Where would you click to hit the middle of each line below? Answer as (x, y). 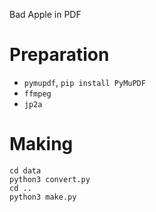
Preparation (59, 55)
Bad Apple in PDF (45, 14)
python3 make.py (43, 197)
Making (41, 144)
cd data (25, 170)
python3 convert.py (50, 179)
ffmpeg (37, 94)
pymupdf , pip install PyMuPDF (84, 82)
